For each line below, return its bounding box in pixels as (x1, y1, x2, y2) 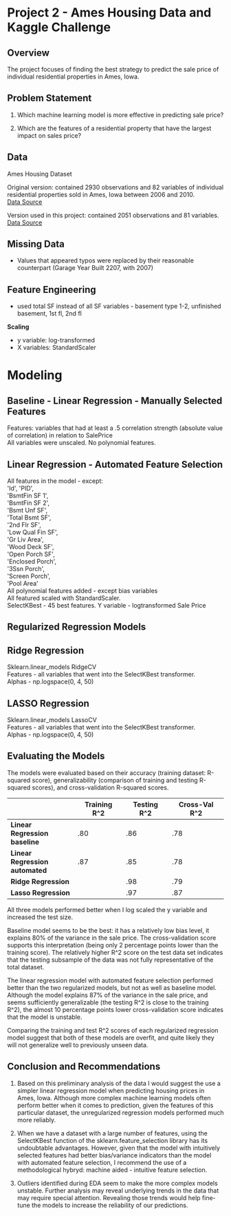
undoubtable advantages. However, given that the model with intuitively (16, 1144, 221, 1152)
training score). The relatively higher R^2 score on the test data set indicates (7, 948, 223, 956)
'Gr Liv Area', (7, 535, 44, 544)
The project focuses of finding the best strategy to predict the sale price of (7, 65, 219, 73)
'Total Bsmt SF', (7, 513, 52, 522)
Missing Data (7, 238, 65, 250)
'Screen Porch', (7, 572, 51, 580)
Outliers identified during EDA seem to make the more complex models (16, 1179, 218, 1187)
